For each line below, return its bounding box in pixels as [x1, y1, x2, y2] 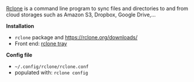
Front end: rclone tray [14, 40, 68, 47]
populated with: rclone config [14, 69, 88, 76]
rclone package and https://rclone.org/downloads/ [14, 34, 138, 40]
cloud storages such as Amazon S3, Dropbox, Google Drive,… [6, 11, 156, 18]
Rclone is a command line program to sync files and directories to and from [6, 5, 189, 12]
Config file [6, 52, 32, 58]
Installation [6, 23, 34, 29]
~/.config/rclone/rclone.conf [14, 64, 89, 70]
